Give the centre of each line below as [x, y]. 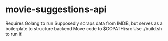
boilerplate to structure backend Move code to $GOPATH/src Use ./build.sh [84, 28]
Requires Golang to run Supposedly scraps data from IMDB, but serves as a [84, 23]
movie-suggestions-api [56, 9]
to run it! [14, 34]
